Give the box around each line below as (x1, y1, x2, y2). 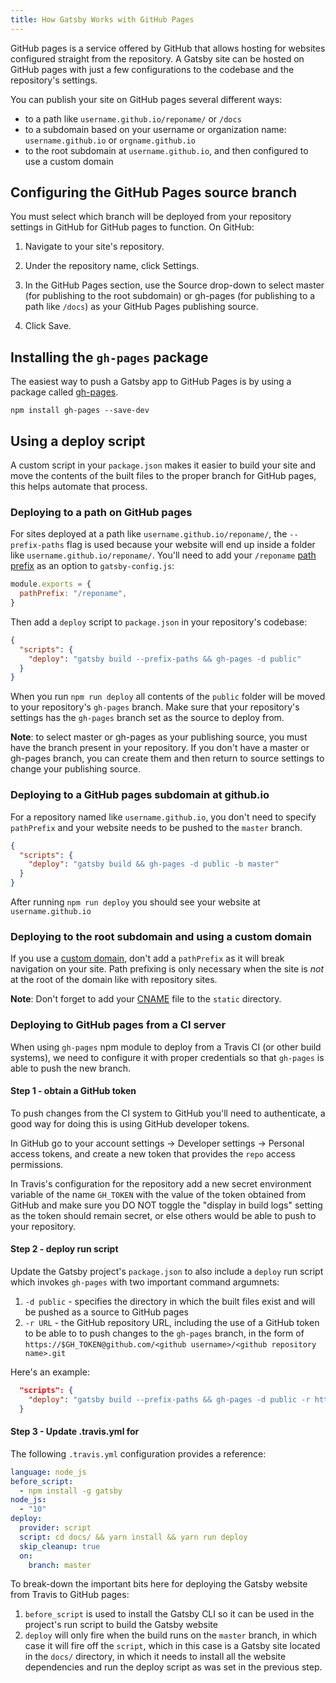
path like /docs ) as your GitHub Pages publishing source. (24, 301, 259, 313)
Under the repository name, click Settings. (24, 260, 200, 272)
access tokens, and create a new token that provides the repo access (10, 1147, 296, 1160)
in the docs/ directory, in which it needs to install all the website (24, 1651, 287, 1663)
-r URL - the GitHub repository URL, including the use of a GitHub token (24, 1317, 320, 1329)
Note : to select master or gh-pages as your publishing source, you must (10, 731, 308, 743)
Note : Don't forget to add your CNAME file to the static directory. (10, 993, 282, 1005)
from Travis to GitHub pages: (10, 1589, 130, 1601)
